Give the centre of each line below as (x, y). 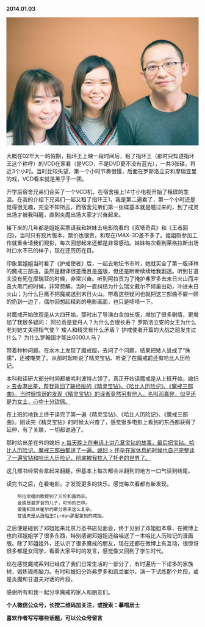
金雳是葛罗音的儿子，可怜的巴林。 (54, 503)
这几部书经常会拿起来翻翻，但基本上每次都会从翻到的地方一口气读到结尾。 (100, 471)
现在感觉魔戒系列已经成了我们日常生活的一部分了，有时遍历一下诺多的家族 (100, 564)
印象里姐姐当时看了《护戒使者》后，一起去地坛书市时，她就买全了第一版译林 (103, 263)
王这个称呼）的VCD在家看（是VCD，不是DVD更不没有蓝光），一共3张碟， (99, 163)
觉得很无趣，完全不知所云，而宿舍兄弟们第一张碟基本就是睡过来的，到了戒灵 (103, 207)
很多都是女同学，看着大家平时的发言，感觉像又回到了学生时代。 (86, 551)
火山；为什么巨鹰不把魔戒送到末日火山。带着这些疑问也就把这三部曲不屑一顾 (103, 294)
